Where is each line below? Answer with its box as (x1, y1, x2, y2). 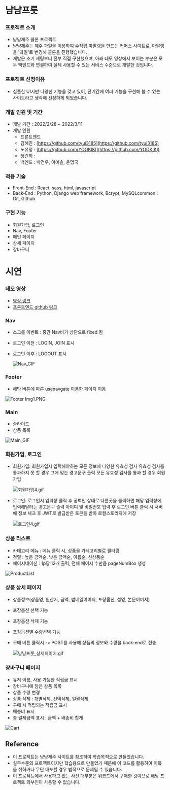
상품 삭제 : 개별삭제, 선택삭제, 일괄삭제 (12, 696, 89, 702)
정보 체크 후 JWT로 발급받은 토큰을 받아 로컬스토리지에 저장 (18, 510, 137, 517)
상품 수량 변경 (12, 690, 40, 696)
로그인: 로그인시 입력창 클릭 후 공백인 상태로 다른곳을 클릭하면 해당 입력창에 (12, 498, 162, 504)
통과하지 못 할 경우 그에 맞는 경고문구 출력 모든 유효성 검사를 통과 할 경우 (12, 470, 156, 476)
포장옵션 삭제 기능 (12, 617, 48, 624)
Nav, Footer (12, 227, 37, 233)
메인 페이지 (12, 233, 35, 239)
